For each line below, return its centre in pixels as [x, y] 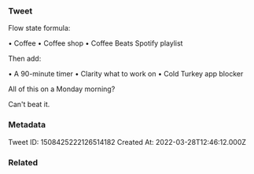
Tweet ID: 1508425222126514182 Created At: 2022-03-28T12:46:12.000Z [127, 142]
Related [23, 162]
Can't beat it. [29, 105]
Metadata [27, 125]
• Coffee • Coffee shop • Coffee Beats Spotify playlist [96, 43]
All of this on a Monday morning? [62, 89]
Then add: [25, 59]
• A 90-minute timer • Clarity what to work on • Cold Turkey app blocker [126, 74]
